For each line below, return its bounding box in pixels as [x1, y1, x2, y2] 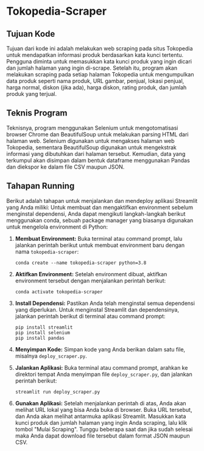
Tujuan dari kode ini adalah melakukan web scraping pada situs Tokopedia [6, 45, 193, 52]
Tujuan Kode [6, 29, 55, 39]
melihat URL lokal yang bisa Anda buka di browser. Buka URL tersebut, [15, 406, 192, 413]
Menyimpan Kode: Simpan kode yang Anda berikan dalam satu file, [15, 345, 186, 353]
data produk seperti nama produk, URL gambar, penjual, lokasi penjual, [6, 78, 185, 84]
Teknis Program [6, 108, 68, 119]
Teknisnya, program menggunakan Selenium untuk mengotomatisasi [6, 124, 178, 131]
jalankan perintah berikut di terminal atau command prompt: [15, 312, 166, 320]
